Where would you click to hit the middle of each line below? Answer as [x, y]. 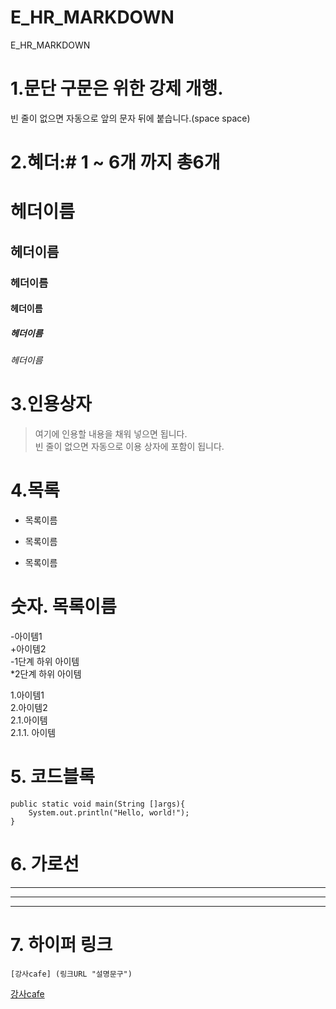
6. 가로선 [45, 864]
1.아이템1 [27, 695]
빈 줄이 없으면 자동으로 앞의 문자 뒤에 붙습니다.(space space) [130, 118]
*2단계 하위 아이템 [46, 673]
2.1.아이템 [29, 720]
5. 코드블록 [52, 777]
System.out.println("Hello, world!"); [109, 812]
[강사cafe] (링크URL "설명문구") [71, 974]
